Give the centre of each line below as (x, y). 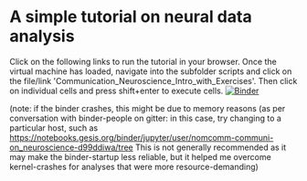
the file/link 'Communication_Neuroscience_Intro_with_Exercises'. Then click (153, 80)
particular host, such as (54, 128)
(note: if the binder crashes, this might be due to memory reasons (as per (148, 108)
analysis (42, 36)
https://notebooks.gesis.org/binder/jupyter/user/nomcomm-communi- (142, 137)
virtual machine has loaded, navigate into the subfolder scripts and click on (151, 71)
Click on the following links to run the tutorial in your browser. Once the (143, 61)
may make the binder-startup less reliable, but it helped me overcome (140, 156)
